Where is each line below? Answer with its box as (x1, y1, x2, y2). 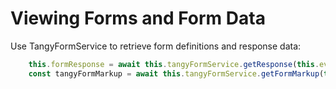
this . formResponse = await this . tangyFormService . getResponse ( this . (28, 59, 320, 69)
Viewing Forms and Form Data (10, 7, 266, 30)
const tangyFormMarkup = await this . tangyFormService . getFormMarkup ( (28, 68, 325, 79)
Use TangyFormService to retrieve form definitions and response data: (10, 40, 302, 52)
